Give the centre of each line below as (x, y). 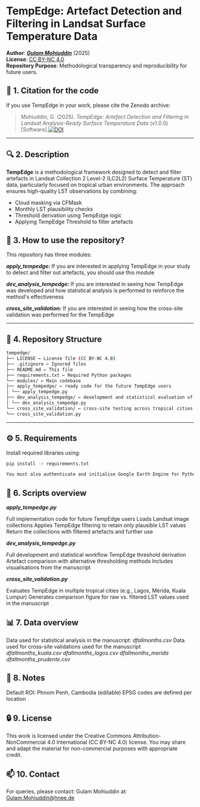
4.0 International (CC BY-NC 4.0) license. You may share (116, 742)
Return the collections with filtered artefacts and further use (80, 532)
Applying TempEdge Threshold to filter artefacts (74, 222)
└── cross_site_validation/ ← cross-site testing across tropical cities (100, 408)
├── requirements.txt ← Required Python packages (69, 375)
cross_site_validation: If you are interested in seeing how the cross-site (95, 308)
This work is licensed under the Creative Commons (69, 735)
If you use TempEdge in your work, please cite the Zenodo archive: (88, 105)
